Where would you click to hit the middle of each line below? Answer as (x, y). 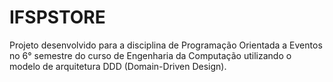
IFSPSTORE (57, 17)
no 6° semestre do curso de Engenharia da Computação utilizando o (150, 55)
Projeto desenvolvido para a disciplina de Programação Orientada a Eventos (166, 45)
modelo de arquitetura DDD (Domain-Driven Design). (118, 66)
